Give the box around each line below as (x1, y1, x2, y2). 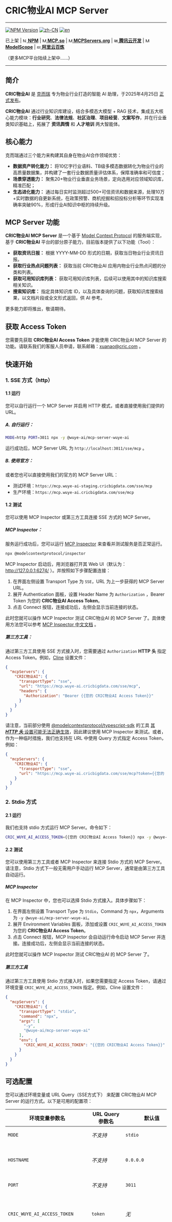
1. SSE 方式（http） (5, 376, 53, 383)
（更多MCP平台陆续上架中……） (5, 54, 73, 61)
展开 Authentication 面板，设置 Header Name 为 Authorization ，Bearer (12, 591, 165, 597)
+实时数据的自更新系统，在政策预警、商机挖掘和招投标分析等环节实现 (12, 195, 160, 201)
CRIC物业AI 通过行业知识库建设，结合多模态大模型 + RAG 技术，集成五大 (5, 108, 159, 114)
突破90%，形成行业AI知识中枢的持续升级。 (21, 201, 113, 208)
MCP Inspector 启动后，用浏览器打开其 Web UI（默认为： (5, 561, 126, 567)
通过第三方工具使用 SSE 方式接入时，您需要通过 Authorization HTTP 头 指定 (5, 648, 166, 654)
